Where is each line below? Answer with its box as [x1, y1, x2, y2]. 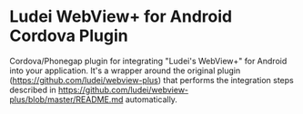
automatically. [125, 93, 177, 105]
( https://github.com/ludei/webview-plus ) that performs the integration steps [9, 74, 294, 85]
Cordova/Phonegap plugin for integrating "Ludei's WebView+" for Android [9, 55, 288, 66]
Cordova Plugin [9, 25, 129, 46]
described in [9, 84, 56, 95]
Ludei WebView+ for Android [9, 6, 233, 27]
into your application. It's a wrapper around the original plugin [9, 65, 241, 76]
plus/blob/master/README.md [9, 93, 124, 105]
